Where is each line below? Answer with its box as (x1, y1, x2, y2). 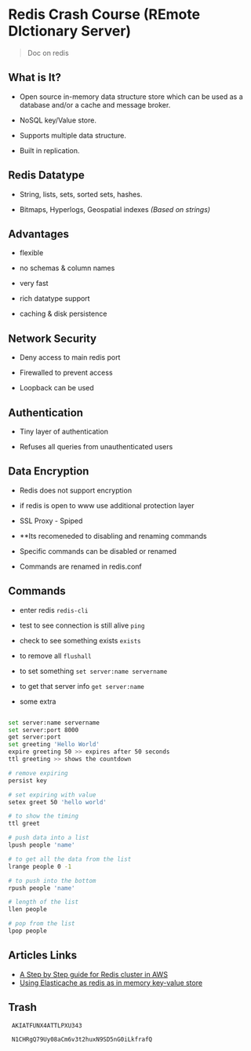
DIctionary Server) (8, 22, 132, 40)
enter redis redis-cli (19, 605, 89, 614)
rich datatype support (19, 294, 90, 303)
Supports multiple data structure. (19, 130, 127, 140)
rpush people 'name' (8, 884, 76, 892)
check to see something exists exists (19, 635, 141, 645)
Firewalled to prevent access (19, 368, 113, 378)
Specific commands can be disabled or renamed (19, 546, 177, 555)
